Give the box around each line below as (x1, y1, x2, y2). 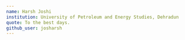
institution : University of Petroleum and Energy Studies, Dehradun (6, 14, 179, 20)
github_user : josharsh (6, 25, 62, 31)
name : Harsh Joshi (6, 8, 52, 15)
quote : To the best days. (6, 19, 70, 25)
